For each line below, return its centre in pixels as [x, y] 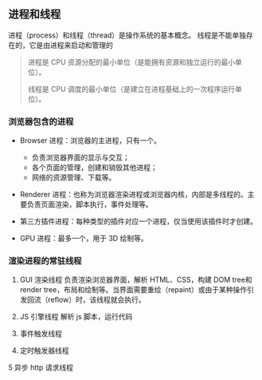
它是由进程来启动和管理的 [71, 45]
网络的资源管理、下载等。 [74, 177]
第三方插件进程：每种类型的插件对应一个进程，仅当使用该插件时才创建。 [138, 221]
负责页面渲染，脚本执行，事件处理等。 [90, 204]
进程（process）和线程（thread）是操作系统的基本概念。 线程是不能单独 [127, 35]
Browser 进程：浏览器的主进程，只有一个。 [90, 141]
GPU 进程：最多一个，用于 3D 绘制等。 [84, 239]
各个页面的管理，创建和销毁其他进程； [94, 168]
